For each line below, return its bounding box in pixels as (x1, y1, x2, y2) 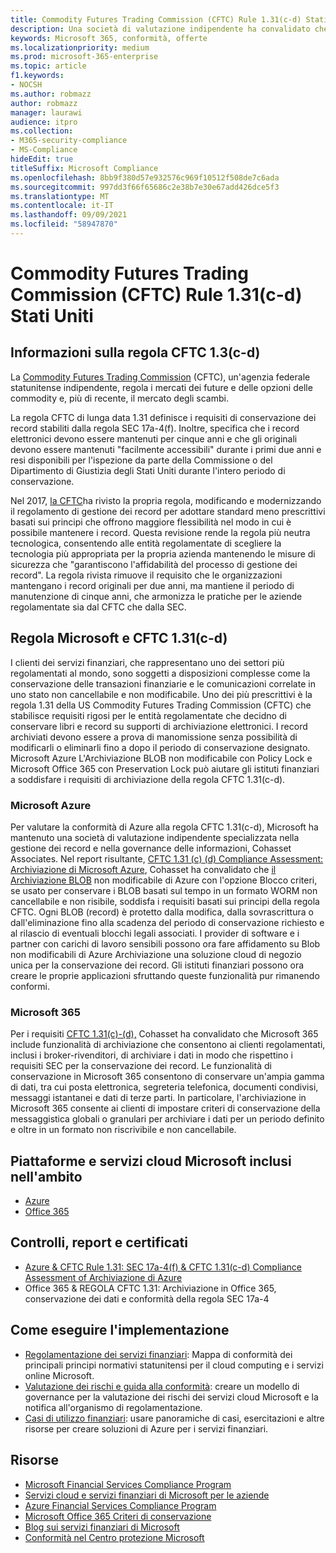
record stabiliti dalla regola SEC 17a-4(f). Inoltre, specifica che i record (10, 422, 300, 434)
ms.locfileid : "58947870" (10, 219, 118, 230)
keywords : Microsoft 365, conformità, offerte (10, 33, 208, 43)
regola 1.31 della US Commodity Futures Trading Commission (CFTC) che (10, 699, 312, 711)
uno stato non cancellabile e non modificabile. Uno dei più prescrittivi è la (10, 688, 313, 700)
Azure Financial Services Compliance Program (24, 1499, 217, 1511)
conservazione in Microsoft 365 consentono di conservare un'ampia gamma (10, 1071, 325, 1083)
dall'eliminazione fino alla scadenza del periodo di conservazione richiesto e (10, 916, 325, 928)
